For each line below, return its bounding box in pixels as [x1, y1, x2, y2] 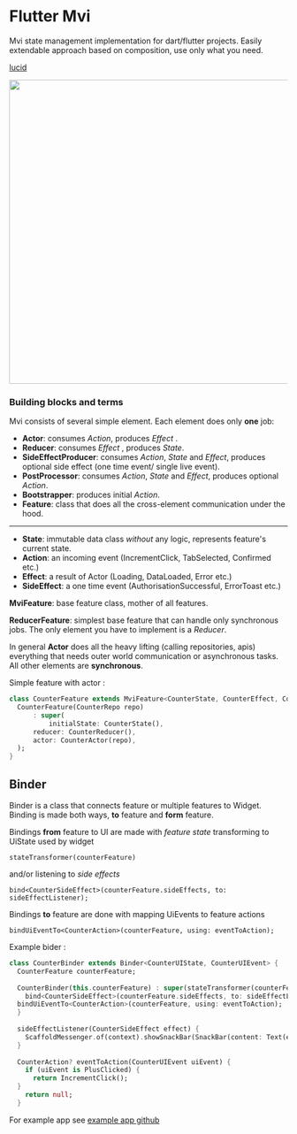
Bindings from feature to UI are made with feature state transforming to [9, 827, 270, 838]
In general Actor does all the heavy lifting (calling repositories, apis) [9, 641, 256, 652]
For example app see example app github [9, 1115, 160, 1125]
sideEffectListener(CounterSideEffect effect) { [17, 1024, 200, 1034]
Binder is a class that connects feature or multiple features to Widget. [9, 801, 263, 811]
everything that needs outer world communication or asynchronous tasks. [9, 651, 278, 662]
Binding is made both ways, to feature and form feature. [9, 809, 214, 820]
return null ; [25, 1091, 73, 1100]
